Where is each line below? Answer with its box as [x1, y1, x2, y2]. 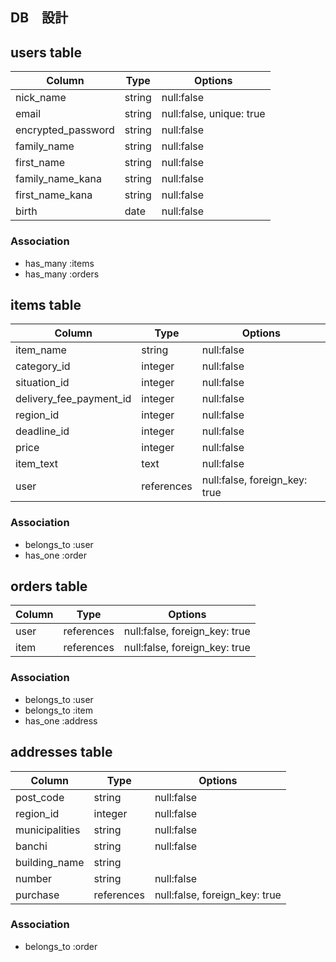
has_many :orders [24, 268, 100, 280]
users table [10, 44, 83, 61]
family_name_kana [15, 172, 102, 186]
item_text [15, 457, 58, 471]
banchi [15, 839, 48, 853]
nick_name [15, 91, 67, 105]
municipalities [15, 823, 81, 837]
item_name [15, 343, 67, 357]
